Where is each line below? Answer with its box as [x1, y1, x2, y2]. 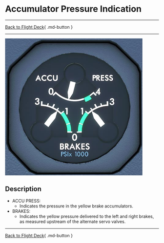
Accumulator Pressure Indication [5, 3, 142, 15]
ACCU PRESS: [12, 198, 41, 204]
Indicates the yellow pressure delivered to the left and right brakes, [19, 213, 154, 219]
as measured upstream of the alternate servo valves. [19, 218, 126, 224]
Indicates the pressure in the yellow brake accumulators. [19, 203, 133, 209]
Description [5, 185, 41, 193]
